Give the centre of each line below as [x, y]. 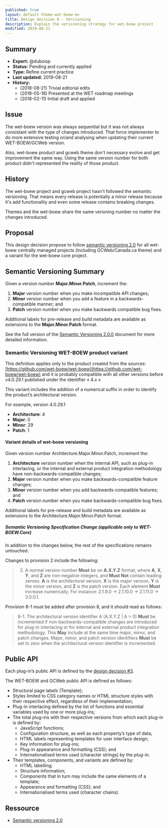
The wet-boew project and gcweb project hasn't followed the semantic [78, 191]
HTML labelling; [36, 766]
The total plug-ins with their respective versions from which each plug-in [88, 717]
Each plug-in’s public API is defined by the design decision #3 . [70, 671]
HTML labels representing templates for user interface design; [84, 739]
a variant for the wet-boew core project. [46, 256]
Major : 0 [21, 420]
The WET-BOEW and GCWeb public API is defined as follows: [69, 681]
